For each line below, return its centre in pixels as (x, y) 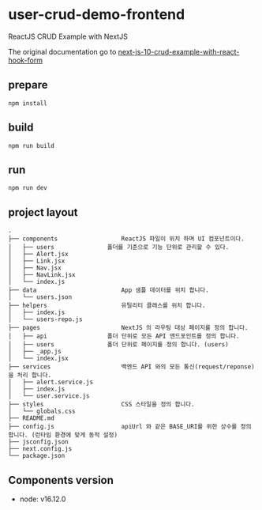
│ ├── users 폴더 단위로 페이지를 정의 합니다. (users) (118, 345)
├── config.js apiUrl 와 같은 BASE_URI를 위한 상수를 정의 (130, 427)
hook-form (26, 60)
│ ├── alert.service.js (51, 382)
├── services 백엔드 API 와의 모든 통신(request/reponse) (131, 367)
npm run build (32, 145)
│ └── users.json (40, 297)
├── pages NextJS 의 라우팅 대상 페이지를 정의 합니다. (128, 328)
